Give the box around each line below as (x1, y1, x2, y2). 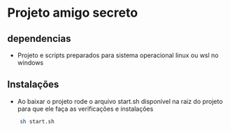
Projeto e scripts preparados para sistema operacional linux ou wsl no (17, 51, 219, 59)
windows (17, 59, 44, 67)
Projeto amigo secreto (7, 5, 138, 21)
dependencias (7, 33, 71, 45)
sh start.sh (20, 118, 55, 125)
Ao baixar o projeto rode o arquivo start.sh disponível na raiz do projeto (17, 97, 223, 105)
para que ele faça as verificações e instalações (17, 105, 154, 113)
